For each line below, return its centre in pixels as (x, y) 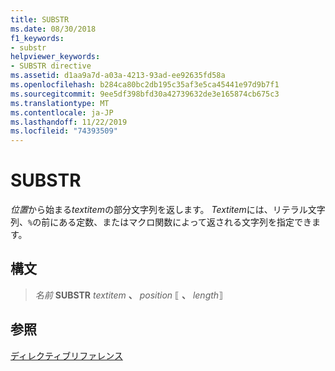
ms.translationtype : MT (60, 103)
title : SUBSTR (40, 19)
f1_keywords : (37, 38)
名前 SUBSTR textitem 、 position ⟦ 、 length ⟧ (129, 295)
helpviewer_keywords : (55, 57)
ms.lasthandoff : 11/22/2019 (69, 122)
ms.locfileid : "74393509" (64, 131)
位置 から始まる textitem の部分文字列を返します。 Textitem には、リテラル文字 (168, 210)
